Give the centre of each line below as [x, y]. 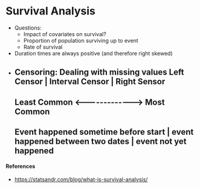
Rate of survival [43, 47]
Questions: [28, 28]
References [21, 166]
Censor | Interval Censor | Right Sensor [90, 82]
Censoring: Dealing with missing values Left [99, 73]
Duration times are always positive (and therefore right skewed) [93, 53]
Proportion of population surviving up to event [81, 40]
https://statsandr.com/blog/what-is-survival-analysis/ [81, 179]
